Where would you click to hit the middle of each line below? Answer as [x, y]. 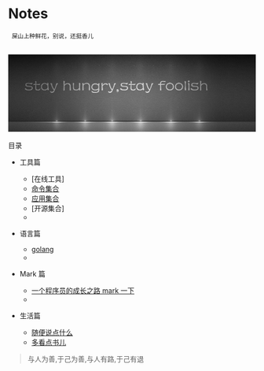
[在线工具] [48, 179]
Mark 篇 [32, 274]
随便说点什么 [52, 332]
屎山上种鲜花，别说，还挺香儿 [53, 36]
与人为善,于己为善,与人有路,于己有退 [85, 359]
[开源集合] [48, 209]
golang [42, 250]
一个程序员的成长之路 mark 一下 [83, 291]
